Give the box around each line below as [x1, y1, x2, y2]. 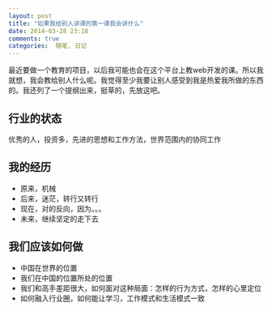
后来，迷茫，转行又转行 [19, 194, 99, 203]
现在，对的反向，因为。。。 [19, 203, 106, 213]
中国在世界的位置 [19, 262, 78, 272]
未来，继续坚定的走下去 [19, 214, 99, 224]
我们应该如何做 [8, 240, 83, 253]
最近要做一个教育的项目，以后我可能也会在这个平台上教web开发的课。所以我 [8, 66, 264, 75]
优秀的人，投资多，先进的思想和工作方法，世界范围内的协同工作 [8, 134, 221, 144]
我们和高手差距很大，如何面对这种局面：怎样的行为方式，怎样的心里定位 [19, 283, 261, 292]
